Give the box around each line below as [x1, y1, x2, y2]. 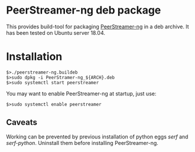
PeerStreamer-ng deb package [6, 4, 161, 17]
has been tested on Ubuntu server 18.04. [6, 29, 105, 36]
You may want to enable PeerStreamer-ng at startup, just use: [6, 90, 157, 97]
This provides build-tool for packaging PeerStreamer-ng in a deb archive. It [6, 23, 189, 30]
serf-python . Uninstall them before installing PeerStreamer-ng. [6, 139, 158, 146]
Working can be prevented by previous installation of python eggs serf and [6, 133, 188, 140]
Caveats [6, 117, 37, 127]
